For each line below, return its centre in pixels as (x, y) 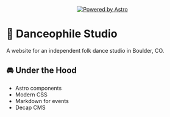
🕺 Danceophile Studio (62, 34)
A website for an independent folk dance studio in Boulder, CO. (85, 50)
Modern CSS (31, 95)
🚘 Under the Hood (42, 71)
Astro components (38, 88)
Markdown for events (42, 101)
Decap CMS (30, 107)
